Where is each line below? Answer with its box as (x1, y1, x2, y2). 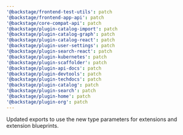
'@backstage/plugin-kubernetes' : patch (6, 54, 107, 60)
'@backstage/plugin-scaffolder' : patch (6, 59, 107, 65)
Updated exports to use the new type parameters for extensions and (6, 116, 178, 123)
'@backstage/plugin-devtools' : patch (6, 71, 102, 77)
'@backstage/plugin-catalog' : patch (6, 82, 99, 88)
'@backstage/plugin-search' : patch (6, 88, 96, 94)
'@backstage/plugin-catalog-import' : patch (6, 25, 118, 32)
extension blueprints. (6, 122, 59, 129)
